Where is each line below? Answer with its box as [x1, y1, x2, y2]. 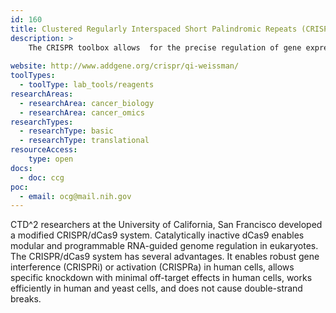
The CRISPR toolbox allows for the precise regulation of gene [28, 42, 302, 53]
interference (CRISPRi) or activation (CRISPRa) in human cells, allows [10, 261, 295, 273]
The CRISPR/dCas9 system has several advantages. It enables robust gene [10, 251, 320, 263]
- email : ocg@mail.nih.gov [19, 191, 132, 201]
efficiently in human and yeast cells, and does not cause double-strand [10, 282, 303, 295]
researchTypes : [10, 117, 74, 127]
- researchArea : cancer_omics [19, 107, 145, 118]
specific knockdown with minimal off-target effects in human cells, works [10, 272, 313, 284]
